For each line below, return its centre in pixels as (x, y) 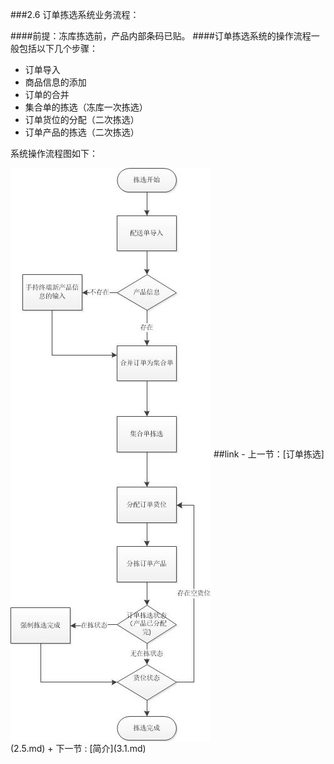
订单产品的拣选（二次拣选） (82, 132)
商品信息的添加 (55, 82)
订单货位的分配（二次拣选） (82, 119)
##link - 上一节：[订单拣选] (269, 454)
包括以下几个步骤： (58, 48)
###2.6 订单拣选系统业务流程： (75, 14)
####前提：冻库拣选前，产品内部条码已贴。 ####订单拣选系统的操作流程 (161, 36)
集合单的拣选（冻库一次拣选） (86, 107)
